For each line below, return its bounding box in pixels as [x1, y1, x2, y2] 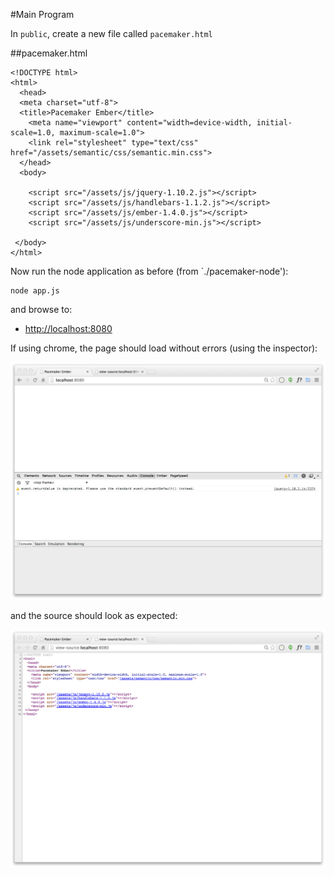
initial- [256, 118, 293, 128]
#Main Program [10, 9, 75, 20]
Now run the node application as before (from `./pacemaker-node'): [10, 265, 289, 277]
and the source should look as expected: [10, 610, 178, 622]
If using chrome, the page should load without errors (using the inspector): [10, 342, 318, 354]
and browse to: [10, 304, 73, 315]
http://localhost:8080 [24, 323, 113, 334]
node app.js [10, 286, 60, 296]
